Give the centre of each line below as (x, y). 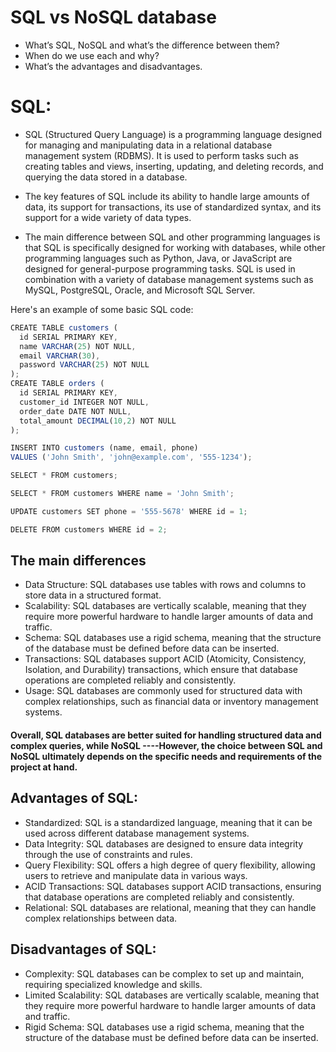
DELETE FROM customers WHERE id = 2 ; (89, 529)
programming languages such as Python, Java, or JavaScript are (158, 258)
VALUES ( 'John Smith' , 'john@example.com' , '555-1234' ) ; (131, 457)
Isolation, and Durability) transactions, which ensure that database (161, 670)
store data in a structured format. (93, 595)
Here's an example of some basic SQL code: (102, 309)
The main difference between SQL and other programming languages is (172, 237)
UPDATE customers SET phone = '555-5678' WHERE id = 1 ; (129, 511)
